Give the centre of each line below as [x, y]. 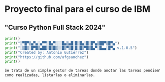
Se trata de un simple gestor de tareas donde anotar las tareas [73, 71]
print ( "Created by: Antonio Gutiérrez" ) [47, 52]
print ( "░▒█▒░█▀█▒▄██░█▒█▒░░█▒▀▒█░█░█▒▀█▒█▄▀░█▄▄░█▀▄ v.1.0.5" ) [71, 48]
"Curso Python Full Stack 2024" [55, 27]
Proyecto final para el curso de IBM [78, 9]
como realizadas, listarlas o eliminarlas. [50, 75]
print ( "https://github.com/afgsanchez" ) [47, 57]
